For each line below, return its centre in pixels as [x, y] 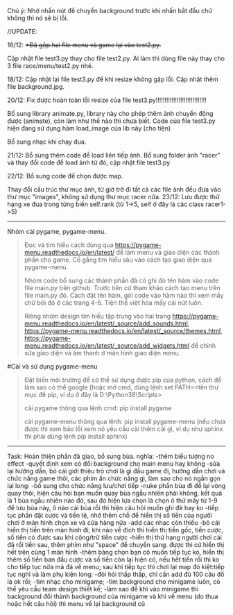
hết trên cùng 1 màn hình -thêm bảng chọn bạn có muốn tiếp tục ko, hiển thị [115, 552]
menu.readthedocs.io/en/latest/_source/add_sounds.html [106, 323]
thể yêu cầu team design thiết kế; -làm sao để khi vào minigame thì [103, 589]
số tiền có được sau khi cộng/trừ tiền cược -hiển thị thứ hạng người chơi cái [114, 537]
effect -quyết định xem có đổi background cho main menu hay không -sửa [114, 464]
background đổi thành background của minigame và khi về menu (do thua [113, 596]
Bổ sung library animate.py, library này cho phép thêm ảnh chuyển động [110, 113]
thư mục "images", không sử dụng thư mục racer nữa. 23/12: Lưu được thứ [113, 197]
